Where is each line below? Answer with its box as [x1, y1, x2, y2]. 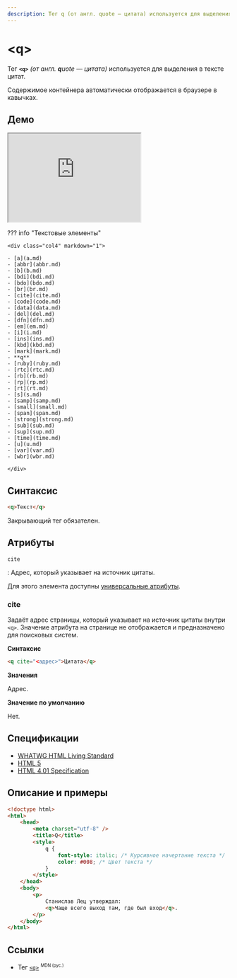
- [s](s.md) [7, 391, 42, 399]
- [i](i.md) [7, 329, 42, 336]
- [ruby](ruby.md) [7, 360, 61, 368]
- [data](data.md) [7, 305, 61, 312]
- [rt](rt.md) [7, 385, 49, 392]
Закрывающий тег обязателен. [7, 516, 100, 525]
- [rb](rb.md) [7, 373, 49, 380]
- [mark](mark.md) [7, 348, 61, 355]
